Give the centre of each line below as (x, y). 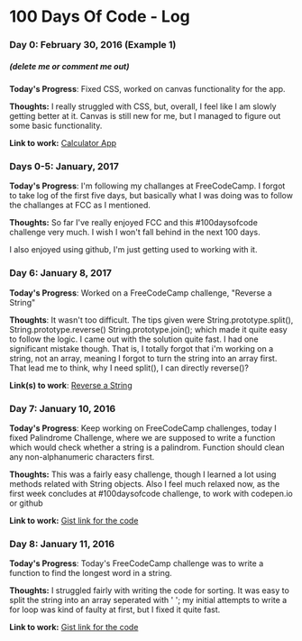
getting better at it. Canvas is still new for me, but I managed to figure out (145, 116)
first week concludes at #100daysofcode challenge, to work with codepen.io (151, 493)
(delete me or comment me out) (69, 66)
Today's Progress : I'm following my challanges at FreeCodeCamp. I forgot (147, 186)
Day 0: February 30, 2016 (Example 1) (93, 45)
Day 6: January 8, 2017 (61, 273)
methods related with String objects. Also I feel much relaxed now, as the (145, 483)
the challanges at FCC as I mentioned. (80, 206)
